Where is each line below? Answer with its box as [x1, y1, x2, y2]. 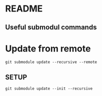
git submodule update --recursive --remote [5, 59, 97, 64]
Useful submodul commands [5, 23, 97, 31]
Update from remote [5, 43, 91, 54]
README [5, 3, 43, 14]
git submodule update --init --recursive [5, 86, 93, 91]
